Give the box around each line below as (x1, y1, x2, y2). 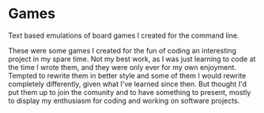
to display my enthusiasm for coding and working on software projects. (8, 96, 240, 105)
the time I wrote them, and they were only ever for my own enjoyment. (8, 62, 237, 71)
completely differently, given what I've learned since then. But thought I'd (8, 79, 247, 89)
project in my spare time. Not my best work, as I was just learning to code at (8, 54, 256, 64)
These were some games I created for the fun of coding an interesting (8, 46, 237, 55)
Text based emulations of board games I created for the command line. (8, 31, 239, 40)
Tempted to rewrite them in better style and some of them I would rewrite (8, 71, 247, 80)
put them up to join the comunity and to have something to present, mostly (8, 87, 251, 97)
